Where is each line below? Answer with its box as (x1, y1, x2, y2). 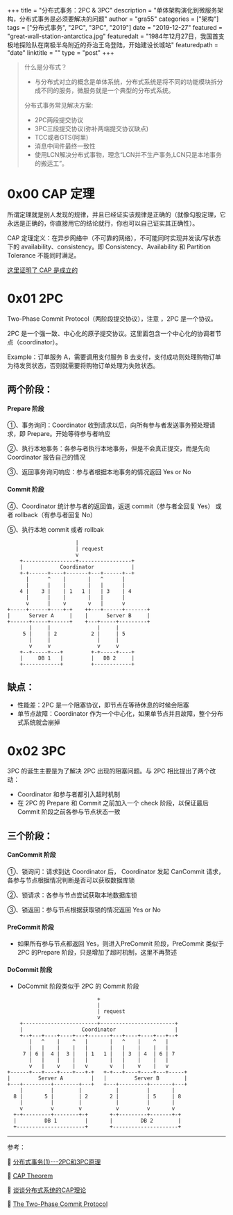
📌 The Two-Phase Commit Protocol (7, 1200, 108, 1208)
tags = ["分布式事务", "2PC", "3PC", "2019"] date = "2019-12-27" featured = (7, 24, 223, 31)
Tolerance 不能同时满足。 (7, 251, 80, 259)
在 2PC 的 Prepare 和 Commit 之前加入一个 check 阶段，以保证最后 (17, 799, 209, 807)
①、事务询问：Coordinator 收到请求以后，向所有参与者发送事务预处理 (7, 421, 209, 429)
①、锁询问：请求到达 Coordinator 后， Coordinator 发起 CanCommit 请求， (7, 867, 225, 876)
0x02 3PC (7, 743, 67, 759)
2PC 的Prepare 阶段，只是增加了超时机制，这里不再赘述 (17, 948, 178, 957)
